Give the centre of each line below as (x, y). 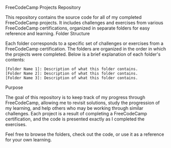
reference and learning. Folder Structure (48, 33)
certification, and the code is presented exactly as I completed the (75, 119)
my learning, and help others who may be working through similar (75, 108)
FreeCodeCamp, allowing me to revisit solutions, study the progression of (82, 103)
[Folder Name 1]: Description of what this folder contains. (72, 69)
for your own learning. (29, 140)
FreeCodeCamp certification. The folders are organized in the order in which (86, 49)
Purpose (14, 87)
